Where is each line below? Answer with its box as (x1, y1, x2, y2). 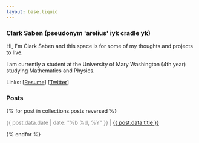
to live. (6, 49, 23, 56)
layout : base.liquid (6, 8, 59, 15)
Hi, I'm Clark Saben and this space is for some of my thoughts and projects (6, 42, 194, 49)
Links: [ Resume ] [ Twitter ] (6, 78, 70, 86)
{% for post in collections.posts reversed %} (6, 107, 117, 115)
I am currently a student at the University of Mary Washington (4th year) (6, 60, 186, 68)
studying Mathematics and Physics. (6, 67, 95, 74)
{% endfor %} (6, 131, 41, 138)
